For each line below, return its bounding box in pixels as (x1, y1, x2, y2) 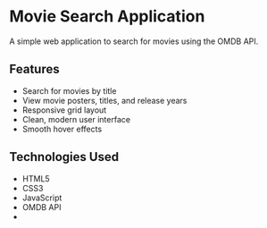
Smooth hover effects (21, 123, 103, 134)
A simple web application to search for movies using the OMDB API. (9, 36, 259, 46)
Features (9, 62, 60, 77)
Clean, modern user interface (21, 114, 131, 124)
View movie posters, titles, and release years (21, 95, 188, 106)
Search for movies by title (21, 85, 117, 96)
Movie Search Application (9, 6, 205, 27)
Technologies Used (9, 149, 119, 165)
